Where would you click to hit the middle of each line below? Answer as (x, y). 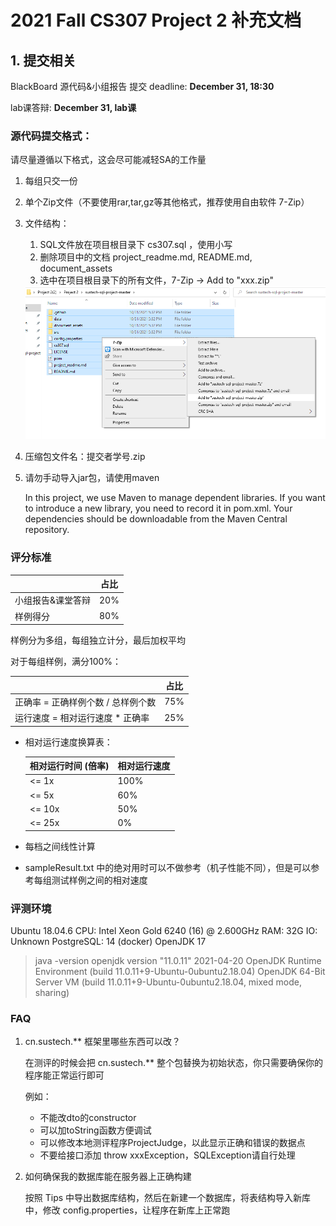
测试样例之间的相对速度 (99, 880)
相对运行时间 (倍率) (69, 766)
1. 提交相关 (43, 60)
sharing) (52, 992)
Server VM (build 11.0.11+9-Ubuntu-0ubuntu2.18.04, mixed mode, (168, 982)
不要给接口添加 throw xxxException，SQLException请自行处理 (167, 1155)
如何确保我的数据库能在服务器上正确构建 (108, 1177)
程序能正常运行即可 (64, 1075)
